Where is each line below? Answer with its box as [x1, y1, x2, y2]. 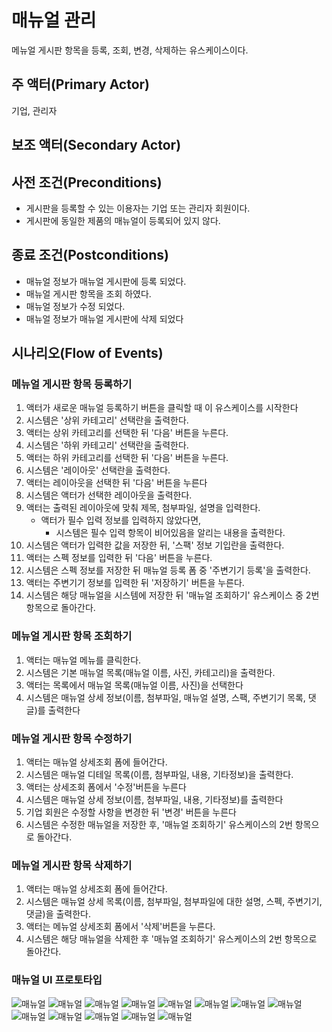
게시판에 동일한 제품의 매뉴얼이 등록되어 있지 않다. [25, 214, 221, 226]
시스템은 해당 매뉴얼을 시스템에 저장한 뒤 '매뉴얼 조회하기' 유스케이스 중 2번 [25, 589, 320, 601]
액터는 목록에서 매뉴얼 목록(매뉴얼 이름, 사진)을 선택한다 [25, 679, 244, 691]
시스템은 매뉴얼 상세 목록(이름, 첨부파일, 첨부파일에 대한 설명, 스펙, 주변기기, [25, 896, 323, 908]
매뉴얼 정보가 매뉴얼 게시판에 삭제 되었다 [25, 312, 184, 325]
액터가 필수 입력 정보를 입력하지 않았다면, [40, 514, 202, 526]
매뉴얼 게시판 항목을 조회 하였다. [25, 287, 152, 300]
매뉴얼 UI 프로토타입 [11, 973, 103, 987]
